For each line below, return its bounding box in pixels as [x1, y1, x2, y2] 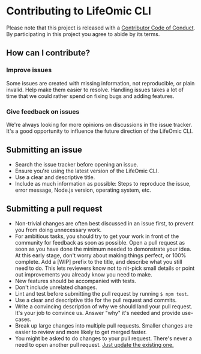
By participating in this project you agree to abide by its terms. [6, 30, 160, 37]
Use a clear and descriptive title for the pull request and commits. [14, 296, 177, 304]
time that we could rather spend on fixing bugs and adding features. [6, 92, 175, 100]
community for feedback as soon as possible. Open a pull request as [14, 239, 185, 246]
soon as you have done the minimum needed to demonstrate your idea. [14, 245, 192, 252]
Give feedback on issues [6, 107, 80, 115]
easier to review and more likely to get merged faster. [14, 328, 147, 335]
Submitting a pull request [6, 204, 103, 214]
